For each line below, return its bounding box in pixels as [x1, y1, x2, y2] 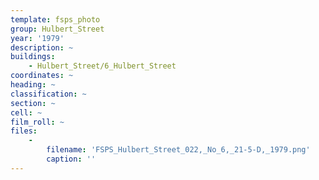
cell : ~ [10, 107, 43, 118]
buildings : [10, 52, 56, 62]
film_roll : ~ [10, 117, 65, 127]
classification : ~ [10, 89, 87, 99]
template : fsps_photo [10, 14, 101, 25]
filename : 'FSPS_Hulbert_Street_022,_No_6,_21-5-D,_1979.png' [46, 145, 311, 155]
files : [10, 126, 38, 136]
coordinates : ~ [10, 71, 74, 81]
